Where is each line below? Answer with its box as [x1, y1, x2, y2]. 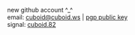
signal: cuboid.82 [7, 21, 56, 28]
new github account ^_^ [7, 6, 74, 14]
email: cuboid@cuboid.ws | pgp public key [7, 13, 128, 21]
